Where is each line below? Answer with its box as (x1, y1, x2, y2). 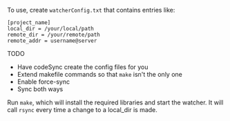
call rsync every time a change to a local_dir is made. (7, 106, 157, 113)
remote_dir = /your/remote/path (7, 31, 100, 38)
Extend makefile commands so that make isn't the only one (17, 71, 183, 78)
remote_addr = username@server (7, 37, 97, 44)
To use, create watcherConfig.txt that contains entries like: (7, 6, 175, 14)
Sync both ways (17, 85, 64, 93)
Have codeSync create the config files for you (17, 63, 148, 71)
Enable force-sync (17, 77, 70, 86)
